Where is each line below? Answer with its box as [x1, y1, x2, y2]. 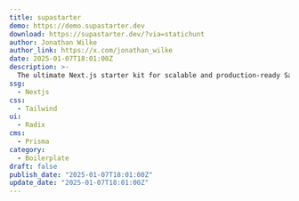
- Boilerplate [17, 153, 69, 163]
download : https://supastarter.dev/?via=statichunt [9, 29, 205, 38]
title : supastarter [9, 12, 82, 22]
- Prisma [17, 137, 50, 146]
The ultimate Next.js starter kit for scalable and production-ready [17, 71, 280, 80]
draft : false [9, 162, 58, 171]
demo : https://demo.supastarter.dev [9, 21, 145, 30]
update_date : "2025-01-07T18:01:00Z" [9, 179, 149, 188]
